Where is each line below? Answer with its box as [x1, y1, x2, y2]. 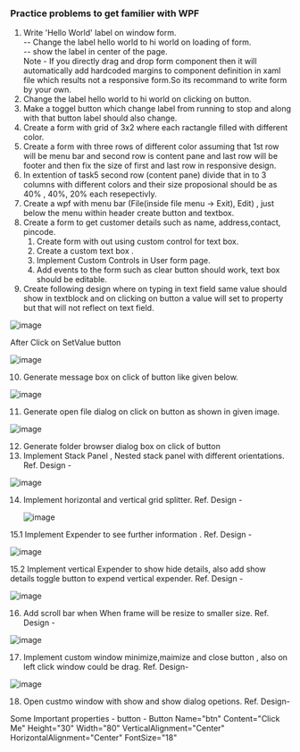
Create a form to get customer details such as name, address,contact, [22, 217, 281, 228]
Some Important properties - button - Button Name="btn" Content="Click [10, 714, 280, 724]
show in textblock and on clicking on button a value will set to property [22, 293, 284, 304]
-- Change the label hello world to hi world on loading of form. [22, 37, 252, 47]
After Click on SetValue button [10, 338, 121, 348]
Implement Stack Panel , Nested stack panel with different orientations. [22, 450, 285, 462]
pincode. [22, 227, 56, 238]
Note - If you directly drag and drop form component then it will [22, 56, 257, 67]
